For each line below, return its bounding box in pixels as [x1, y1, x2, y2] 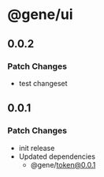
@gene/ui [7, 6, 73, 24]
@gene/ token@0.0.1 [30, 160, 96, 169]
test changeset [18, 78, 68, 88]
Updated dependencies [18, 152, 96, 161]
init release [18, 143, 55, 153]
